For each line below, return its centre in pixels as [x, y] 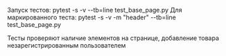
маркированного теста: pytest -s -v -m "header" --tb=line [92, 17]
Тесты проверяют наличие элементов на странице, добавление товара [113, 38]
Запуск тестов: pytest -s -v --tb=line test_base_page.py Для [95, 10]
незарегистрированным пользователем [67, 45]
